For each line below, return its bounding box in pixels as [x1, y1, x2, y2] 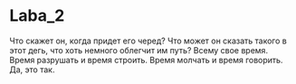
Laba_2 [9, 5, 65, 26]
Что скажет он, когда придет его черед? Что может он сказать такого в [9, 35, 287, 46]
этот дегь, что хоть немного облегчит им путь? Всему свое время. [9, 44, 269, 55]
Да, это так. [9, 64, 55, 75]
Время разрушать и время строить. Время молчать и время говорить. [9, 54, 283, 65]
